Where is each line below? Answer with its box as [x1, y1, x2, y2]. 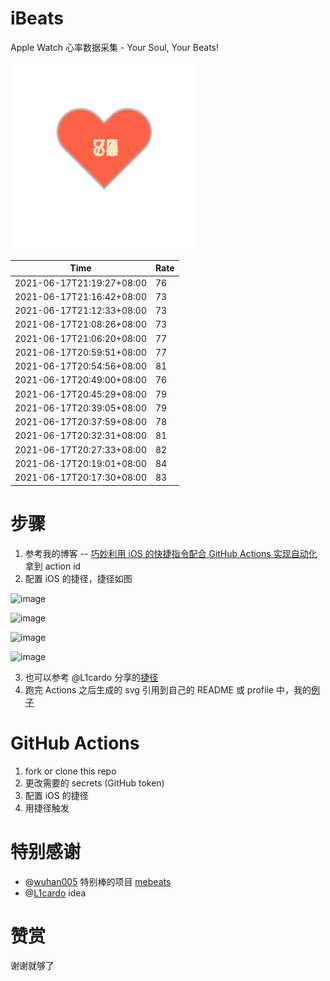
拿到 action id [24, 560, 82, 572]
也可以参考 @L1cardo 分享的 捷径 [24, 671, 159, 683]
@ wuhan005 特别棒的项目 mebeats [24, 875, 172, 887]
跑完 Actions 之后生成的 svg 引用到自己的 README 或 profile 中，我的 [24, 683, 312, 696]
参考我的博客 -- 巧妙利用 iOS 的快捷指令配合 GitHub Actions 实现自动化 [24, 547, 318, 559]
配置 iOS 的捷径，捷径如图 [24, 572, 133, 584]
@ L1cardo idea [24, 887, 87, 899]
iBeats [10, 7, 65, 30]
